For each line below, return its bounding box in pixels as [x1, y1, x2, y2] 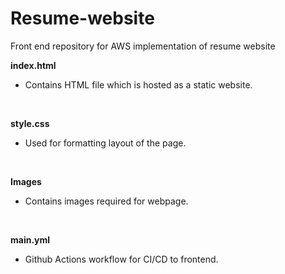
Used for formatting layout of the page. [24, 137, 187, 149]
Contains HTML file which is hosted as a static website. [24, 78, 253, 91]
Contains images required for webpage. [24, 195, 189, 207]
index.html [10, 59, 57, 71]
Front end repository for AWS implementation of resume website [10, 40, 276, 52]
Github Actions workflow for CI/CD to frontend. [24, 253, 219, 265]
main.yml [10, 233, 51, 246]
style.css [10, 117, 50, 129]
